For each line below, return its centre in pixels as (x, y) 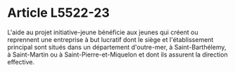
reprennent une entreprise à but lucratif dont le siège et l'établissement (110, 39)
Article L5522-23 (59, 13)
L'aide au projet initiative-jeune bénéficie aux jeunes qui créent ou (103, 32)
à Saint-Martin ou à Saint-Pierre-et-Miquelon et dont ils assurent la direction (118, 55)
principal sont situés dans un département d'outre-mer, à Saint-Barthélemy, (117, 47)
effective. (21, 62)
